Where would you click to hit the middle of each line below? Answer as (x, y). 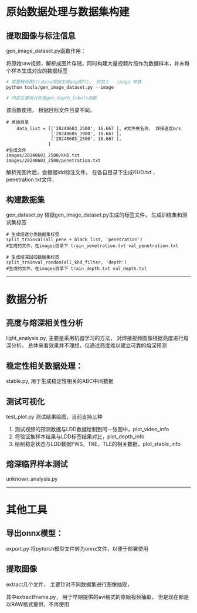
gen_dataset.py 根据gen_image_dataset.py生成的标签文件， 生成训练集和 (94, 215)
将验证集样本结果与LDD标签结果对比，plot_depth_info (79, 437)
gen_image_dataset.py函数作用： (46, 51)
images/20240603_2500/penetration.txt (53, 160)
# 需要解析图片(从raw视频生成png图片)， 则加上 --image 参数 (74, 82)
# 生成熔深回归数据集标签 (33, 257)
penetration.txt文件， (32, 179)
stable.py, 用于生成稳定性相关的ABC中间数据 (60, 381)
